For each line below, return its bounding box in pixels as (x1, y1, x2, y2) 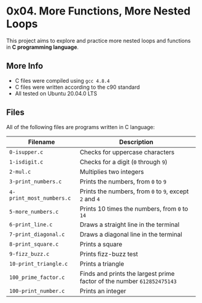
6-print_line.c (9, 221, 53, 228)
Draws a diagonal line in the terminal (79, 230, 182, 238)
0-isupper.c (9, 148, 44, 155)
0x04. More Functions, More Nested (6, 4, 191, 18)
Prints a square (79, 240, 123, 248)
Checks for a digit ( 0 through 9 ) (79, 158, 168, 166)
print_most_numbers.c (9, 194, 71, 202)
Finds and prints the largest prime (79, 269, 175, 278)
